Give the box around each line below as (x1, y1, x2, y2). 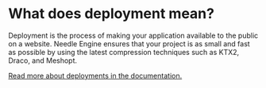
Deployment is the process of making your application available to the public (8, 31, 259, 40)
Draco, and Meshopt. (8, 56, 78, 65)
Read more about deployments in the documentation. (8, 71, 183, 80)
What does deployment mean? (8, 5, 214, 23)
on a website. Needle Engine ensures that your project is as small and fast (8, 38, 250, 48)
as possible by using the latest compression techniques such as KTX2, (8, 47, 240, 57)
